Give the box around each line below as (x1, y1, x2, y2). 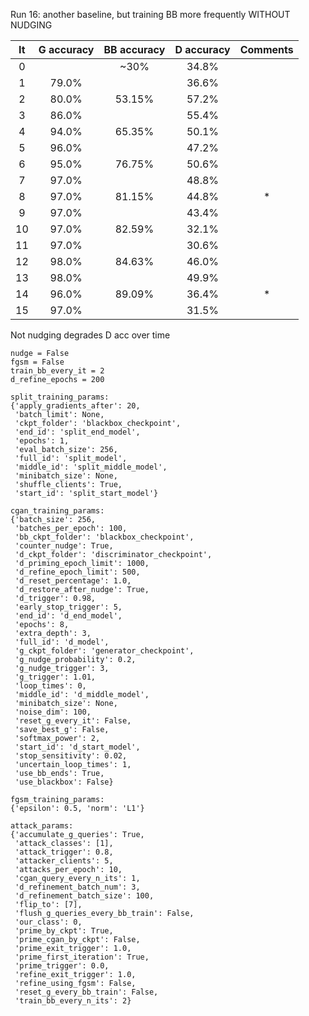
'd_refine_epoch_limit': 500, (14, 567, 141, 577)
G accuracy (38, 43, 95, 56)
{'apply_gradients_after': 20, (10, 401, 141, 411)
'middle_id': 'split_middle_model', (14, 462, 168, 472)
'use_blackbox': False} (14, 777, 114, 787)
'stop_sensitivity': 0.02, (14, 751, 128, 761)
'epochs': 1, (14, 436, 70, 446)
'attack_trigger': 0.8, (14, 847, 114, 857)
